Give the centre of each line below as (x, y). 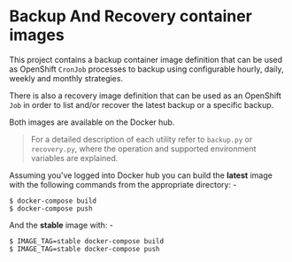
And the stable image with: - (61, 225)
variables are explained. (74, 158)
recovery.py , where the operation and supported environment (143, 149)
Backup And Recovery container (131, 16)
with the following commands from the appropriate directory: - (123, 184)
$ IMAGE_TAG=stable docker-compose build (87, 241)
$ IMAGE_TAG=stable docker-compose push (85, 249)
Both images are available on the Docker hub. (92, 122)
